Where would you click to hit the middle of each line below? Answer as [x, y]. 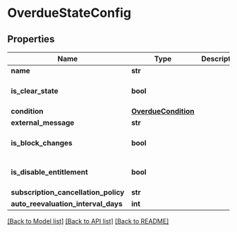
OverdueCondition [163, 111]
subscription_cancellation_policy [68, 192]
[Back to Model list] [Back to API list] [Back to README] [88, 221]
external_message [43, 123]
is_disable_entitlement [49, 172]
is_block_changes [42, 143]
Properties [31, 39]
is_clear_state [35, 91]
